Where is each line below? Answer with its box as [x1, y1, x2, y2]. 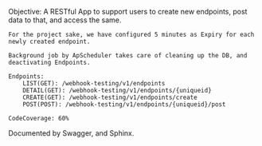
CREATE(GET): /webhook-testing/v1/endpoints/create [22, 93, 197, 101]
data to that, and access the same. [8, 15, 122, 25]
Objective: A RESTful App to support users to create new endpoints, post [8, 7, 248, 16]
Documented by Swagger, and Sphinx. [8, 128, 135, 138]
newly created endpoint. [8, 37, 91, 45]
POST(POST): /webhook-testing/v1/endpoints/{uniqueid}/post [22, 101, 226, 109]
